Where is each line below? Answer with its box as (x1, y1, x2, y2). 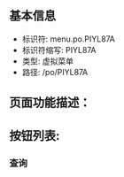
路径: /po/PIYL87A (21, 66, 89, 77)
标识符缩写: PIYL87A (21, 44, 97, 55)
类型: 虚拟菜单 (21, 56, 74, 66)
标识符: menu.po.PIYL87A (21, 34, 115, 44)
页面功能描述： (9, 96, 91, 111)
